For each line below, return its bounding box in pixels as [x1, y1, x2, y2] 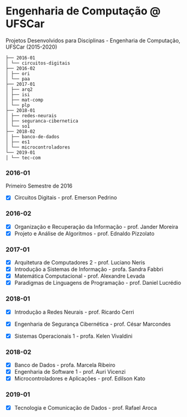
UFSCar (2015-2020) [5, 43, 58, 50]
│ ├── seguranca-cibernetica [5, 118, 79, 124]
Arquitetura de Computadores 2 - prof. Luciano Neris [14, 259, 145, 266]
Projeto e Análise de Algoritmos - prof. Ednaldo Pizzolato [14, 230, 155, 237]
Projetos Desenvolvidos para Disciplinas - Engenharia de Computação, [5, 37, 180, 44]
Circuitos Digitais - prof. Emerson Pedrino [14, 194, 117, 201]
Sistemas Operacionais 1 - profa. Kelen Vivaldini [14, 332, 133, 339]
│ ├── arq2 [5, 86, 33, 93]
